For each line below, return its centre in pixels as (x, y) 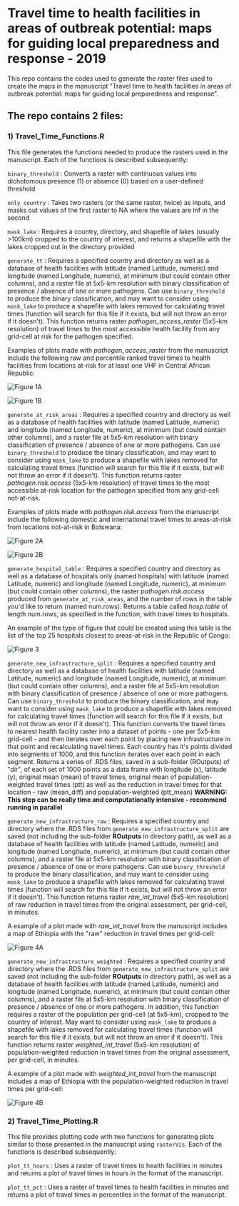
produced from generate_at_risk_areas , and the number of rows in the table (119, 598)
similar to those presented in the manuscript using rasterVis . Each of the (115, 1144)
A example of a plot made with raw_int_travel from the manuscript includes (117, 925)
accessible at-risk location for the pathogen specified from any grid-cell (113, 490)
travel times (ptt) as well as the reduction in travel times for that (129, 784)
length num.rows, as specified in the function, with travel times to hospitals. (118, 614)
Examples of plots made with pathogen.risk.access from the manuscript (113, 511)
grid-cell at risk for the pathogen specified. (71, 336)
